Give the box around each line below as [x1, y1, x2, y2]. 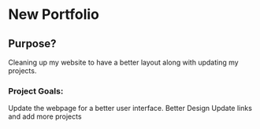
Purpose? [8, 37, 57, 50]
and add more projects [8, 112, 82, 121]
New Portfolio [8, 6, 100, 24]
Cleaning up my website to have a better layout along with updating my [8, 57, 239, 67]
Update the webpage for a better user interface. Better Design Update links [8, 104, 252, 113]
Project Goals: [8, 85, 64, 96]
